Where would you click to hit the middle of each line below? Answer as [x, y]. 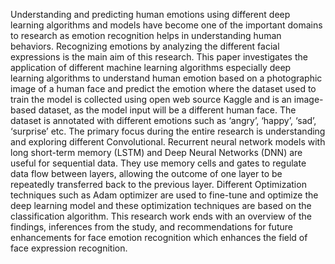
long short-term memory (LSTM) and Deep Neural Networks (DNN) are [156, 152]
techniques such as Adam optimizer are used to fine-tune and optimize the [164, 195]
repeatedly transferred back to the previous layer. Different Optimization [158, 184]
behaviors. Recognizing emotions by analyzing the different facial [145, 46]
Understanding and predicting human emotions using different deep [150, 14]
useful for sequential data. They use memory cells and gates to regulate [158, 163]
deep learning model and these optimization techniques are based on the [161, 205]
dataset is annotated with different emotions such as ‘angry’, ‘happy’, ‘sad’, [163, 120]
